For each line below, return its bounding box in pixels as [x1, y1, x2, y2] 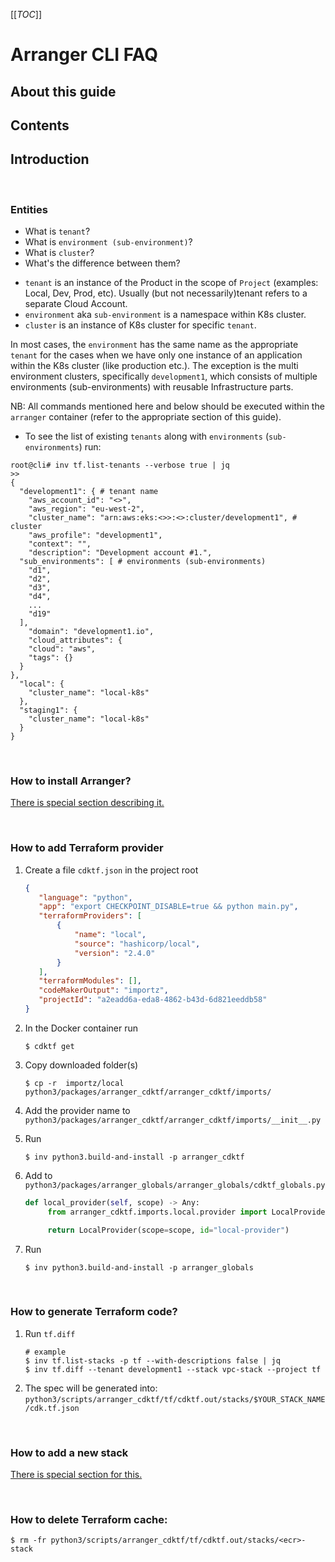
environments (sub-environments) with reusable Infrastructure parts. [10, 381, 294, 393]
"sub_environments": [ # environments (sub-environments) [19, 557, 267, 567]
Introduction [10, 151, 90, 168]
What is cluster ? [24, 247, 95, 259]
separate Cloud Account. [24, 298, 128, 310]
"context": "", [28, 539, 92, 549]
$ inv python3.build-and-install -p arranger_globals [24, 1262, 254, 1273]
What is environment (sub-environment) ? [24, 236, 193, 248]
